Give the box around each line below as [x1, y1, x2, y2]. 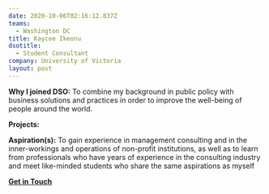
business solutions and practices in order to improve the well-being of [8, 95, 242, 105]
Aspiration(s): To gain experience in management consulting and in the [8, 135, 248, 145]
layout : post [8, 65, 53, 73]
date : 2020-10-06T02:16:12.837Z [8, 11, 117, 20]
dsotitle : [8, 42, 42, 50]
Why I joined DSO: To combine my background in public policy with [8, 86, 234, 96]
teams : [8, 19, 31, 27]
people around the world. [8, 103, 93, 113]
